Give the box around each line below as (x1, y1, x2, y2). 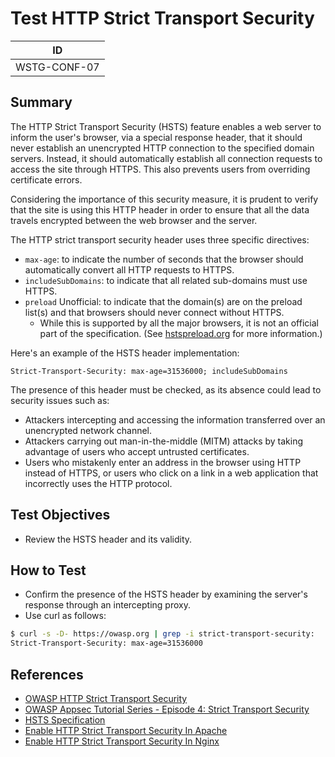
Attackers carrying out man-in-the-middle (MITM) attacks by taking (24, 435, 304, 447)
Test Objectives (10, 507, 111, 524)
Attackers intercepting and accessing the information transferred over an (24, 413, 326, 426)
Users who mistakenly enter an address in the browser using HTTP (24, 456, 302, 468)
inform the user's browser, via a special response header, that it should (10, 131, 303, 143)
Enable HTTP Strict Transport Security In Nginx (24, 735, 220, 747)
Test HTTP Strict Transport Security (10, 7, 315, 30)
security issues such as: (10, 394, 110, 406)
